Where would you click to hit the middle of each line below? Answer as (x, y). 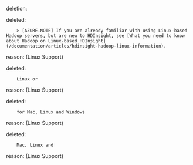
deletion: (17, 9)
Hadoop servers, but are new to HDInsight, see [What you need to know (95, 36)
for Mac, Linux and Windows (51, 112)
